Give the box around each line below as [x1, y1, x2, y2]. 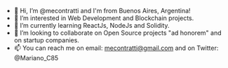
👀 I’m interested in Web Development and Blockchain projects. [13, 14, 194, 22]
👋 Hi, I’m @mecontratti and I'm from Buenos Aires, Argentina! [13, 7, 191, 15]
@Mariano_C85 [13, 54, 59, 62]
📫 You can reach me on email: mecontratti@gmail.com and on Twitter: [13, 44, 219, 52]
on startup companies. [13, 36, 79, 44]
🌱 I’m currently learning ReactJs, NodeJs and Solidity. [13, 22, 170, 29]
